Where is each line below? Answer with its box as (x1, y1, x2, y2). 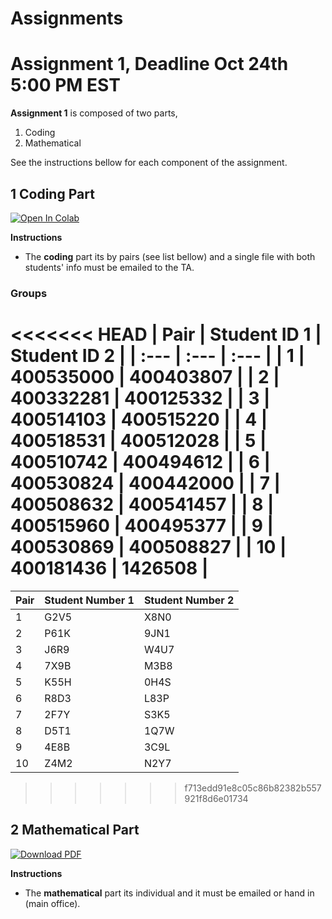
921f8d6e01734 (184, 792, 249, 804)
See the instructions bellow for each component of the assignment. (10, 157, 288, 169)
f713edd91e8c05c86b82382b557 (184, 782, 322, 794)
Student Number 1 (44, 593, 135, 607)
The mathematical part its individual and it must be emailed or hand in (24, 887, 315, 899)
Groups (10, 286, 48, 300)
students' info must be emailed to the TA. (24, 261, 195, 273)
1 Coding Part (10, 185, 95, 202)
